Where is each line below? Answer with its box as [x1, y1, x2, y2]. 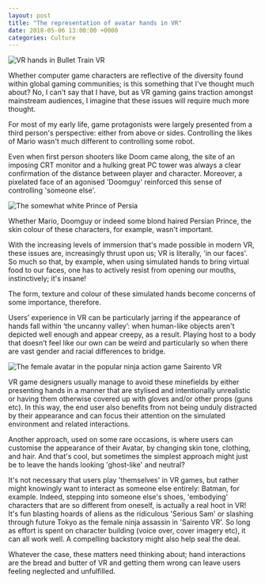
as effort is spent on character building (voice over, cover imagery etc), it [8, 526, 246, 536]
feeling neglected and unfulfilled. [8, 567, 116, 576]
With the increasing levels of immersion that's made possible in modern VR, [8, 240, 255, 250]
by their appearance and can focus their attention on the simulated [8, 411, 225, 421]
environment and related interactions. [8, 419, 131, 429]
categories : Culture [8, 33, 77, 42]
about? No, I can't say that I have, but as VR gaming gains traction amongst [8, 88, 253, 97]
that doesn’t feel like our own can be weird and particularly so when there [8, 338, 248, 348]
